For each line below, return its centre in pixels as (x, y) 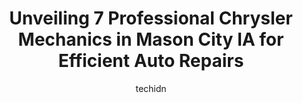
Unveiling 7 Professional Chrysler (151, 18)
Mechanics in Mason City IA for (151, 39)
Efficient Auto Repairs (151, 61)
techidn (151, 88)
